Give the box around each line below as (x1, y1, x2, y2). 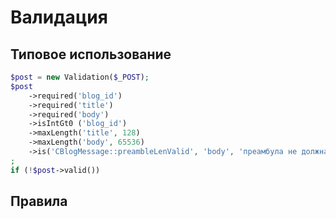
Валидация (10, 6, 108, 29)
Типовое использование (10, 46, 172, 63)
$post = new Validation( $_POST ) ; (10, 72, 150, 82)
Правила (10, 193, 68, 210)
